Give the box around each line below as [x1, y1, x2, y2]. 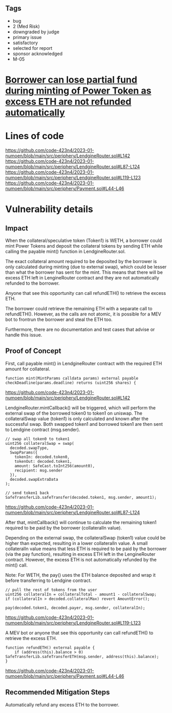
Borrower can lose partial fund [5, 74, 137, 85]
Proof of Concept [5, 347, 61, 355]
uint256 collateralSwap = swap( [5, 441, 74, 446]
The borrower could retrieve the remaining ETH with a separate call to [5, 305, 153, 311]
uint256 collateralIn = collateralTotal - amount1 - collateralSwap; [5, 592, 157, 597]
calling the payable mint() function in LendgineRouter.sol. [5, 248, 126, 254]
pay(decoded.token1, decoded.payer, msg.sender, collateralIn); [5, 605, 145, 610]
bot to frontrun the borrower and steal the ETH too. [5, 316, 113, 323]
